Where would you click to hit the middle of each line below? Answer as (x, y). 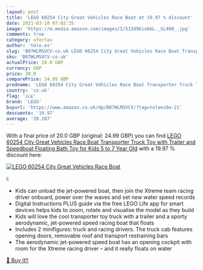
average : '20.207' (29, 118)
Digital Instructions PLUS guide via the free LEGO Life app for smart (99, 204)
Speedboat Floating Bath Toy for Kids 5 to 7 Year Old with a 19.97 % (91, 149)
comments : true (25, 34)
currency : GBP (24, 68)
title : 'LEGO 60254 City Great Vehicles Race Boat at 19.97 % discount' (100, 18)
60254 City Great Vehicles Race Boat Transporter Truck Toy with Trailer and (101, 142)
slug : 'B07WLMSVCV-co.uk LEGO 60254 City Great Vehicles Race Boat (93, 51)
